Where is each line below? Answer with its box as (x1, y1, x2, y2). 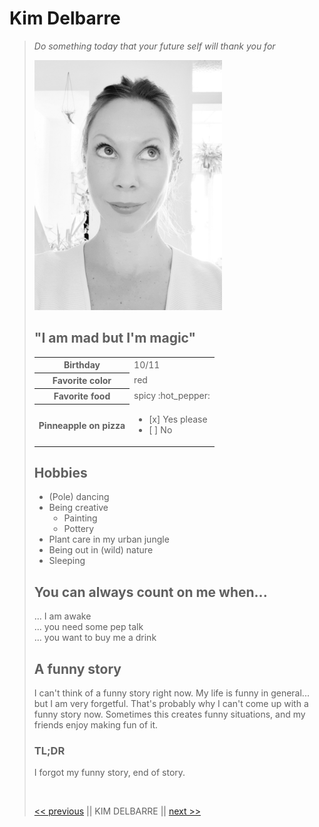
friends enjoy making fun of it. (33, 718, 159, 731)
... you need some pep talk (33, 621, 144, 633)
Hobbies (33, 464, 88, 481)
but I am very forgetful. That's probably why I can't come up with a (33, 697, 309, 709)
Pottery (63, 523, 95, 535)
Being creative (48, 502, 109, 514)
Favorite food (53, 390, 111, 402)
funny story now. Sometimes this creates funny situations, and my (33, 708, 306, 720)
